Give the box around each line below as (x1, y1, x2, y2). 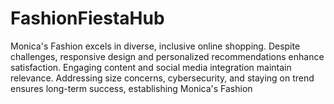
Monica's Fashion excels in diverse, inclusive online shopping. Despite (10, 40, 301, 52)
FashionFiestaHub (10, 7, 165, 30)
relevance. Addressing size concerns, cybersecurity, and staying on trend (10, 72, 315, 84)
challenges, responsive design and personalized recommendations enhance (10, 50, 325, 62)
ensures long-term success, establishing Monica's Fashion (10, 82, 253, 94)
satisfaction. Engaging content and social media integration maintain (10, 61, 292, 73)
